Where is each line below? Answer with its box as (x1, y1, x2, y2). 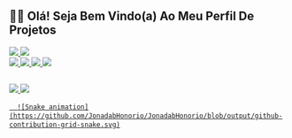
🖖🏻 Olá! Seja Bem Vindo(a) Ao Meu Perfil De (9, 9, 255, 24)
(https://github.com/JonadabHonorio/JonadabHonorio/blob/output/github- (9, 111, 283, 120)
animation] (48, 103, 89, 111)
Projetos (9, 23, 57, 38)
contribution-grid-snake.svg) (9, 120, 121, 129)
